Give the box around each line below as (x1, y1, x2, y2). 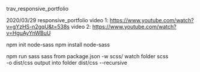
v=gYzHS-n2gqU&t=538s (6, 23, 70, 30)
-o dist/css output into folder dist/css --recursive (6, 59, 127, 66)
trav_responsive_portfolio (6, 5, 69, 12)
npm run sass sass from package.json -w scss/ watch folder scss (6, 53, 169, 59)
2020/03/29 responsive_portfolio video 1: (6, 17, 109, 23)
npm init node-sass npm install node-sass (6, 41, 110, 48)
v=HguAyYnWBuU (6, 29, 51, 37)
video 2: (71, 23, 91, 30)
